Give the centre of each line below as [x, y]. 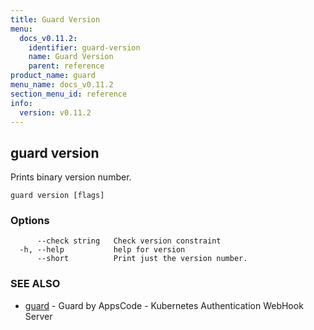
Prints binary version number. [71, 177]
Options [30, 221]
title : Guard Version [55, 19]
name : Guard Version [71, 57]
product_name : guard [53, 76]
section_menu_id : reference [69, 94]
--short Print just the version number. [142, 259]
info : [21, 103]
